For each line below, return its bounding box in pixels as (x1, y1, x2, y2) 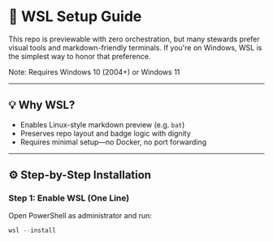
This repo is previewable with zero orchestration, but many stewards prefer (8, 34, 260, 44)
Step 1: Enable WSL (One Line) (8, 192, 130, 204)
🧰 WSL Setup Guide (8, 7, 142, 26)
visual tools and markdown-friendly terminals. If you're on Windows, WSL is (8, 42, 262, 52)
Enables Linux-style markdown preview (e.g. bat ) (19, 119, 185, 129)
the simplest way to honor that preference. (8, 51, 151, 61)
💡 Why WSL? (8, 98, 76, 112)
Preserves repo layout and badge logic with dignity (19, 128, 191, 138)
